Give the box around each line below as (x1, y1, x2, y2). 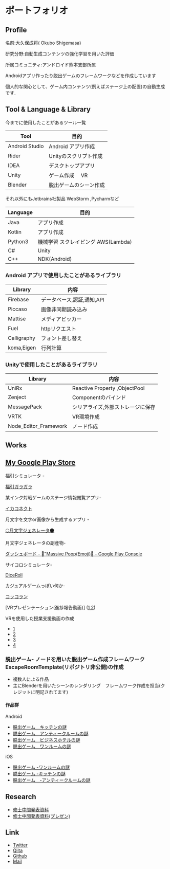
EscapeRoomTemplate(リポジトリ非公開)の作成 (5, 663, 124, 671)
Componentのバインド (72, 394, 126, 401)
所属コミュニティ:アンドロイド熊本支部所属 (5, 62, 96, 67)
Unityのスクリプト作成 (48, 152, 103, 159)
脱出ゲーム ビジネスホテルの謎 (12, 737, 80, 743)
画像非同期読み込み (40, 306, 88, 313)
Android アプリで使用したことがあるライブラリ (5, 271, 122, 279)
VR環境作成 (72, 413, 100, 421)
